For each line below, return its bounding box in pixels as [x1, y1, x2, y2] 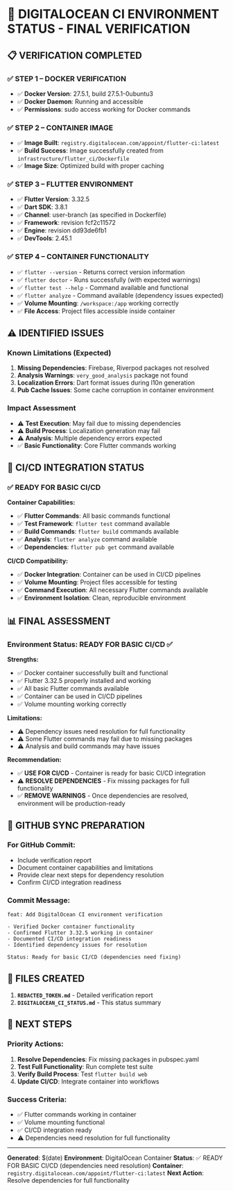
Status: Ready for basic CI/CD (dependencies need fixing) [7, 954, 182, 961]
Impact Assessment [7, 403, 76, 413]
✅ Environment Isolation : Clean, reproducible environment [17, 593, 187, 602]
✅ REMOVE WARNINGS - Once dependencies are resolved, [17, 791, 189, 800]
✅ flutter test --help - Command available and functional [17, 283, 189, 292]
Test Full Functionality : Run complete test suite [17, 1062, 154, 1071]
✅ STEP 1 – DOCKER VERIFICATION [7, 74, 127, 83]
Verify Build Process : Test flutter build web [17, 1070, 148, 1078]
